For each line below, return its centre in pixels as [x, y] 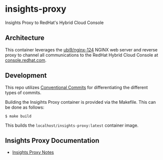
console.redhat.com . [26, 60]
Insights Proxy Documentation [52, 140]
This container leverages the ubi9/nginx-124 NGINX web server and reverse [81, 49]
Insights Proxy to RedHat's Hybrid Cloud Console [54, 23]
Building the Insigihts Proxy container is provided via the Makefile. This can [81, 102]
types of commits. [23, 92]
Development [26, 76]
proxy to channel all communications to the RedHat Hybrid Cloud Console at [82, 55]
